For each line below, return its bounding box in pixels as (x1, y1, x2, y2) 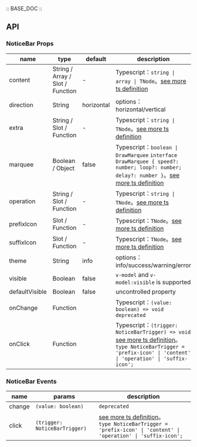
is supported (156, 278, 191, 286)
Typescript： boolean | (115, 143, 178, 151)
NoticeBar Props (6, 39, 54, 48)
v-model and (115, 271, 149, 279)
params (53, 392, 75, 401)
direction (9, 101, 34, 109)
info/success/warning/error (115, 261, 192, 269)
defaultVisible (9, 288, 47, 296)
